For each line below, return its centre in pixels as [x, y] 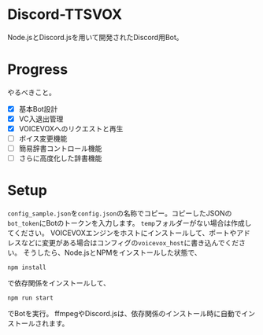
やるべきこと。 [31, 92]
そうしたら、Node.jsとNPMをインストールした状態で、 [112, 252]
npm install [27, 268]
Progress [38, 70]
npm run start [31, 298]
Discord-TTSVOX [65, 15]
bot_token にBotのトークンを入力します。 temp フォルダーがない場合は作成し [130, 223]
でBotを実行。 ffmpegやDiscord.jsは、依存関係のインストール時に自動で [124, 314]
